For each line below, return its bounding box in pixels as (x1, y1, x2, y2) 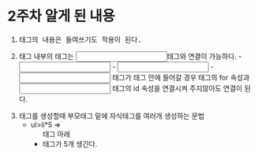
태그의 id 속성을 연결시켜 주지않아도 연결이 (112, 84, 243, 93)
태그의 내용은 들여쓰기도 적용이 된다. (18, 35, 143, 44)
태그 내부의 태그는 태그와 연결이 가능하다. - (18, 51, 242, 61)
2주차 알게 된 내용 (7, 7, 115, 25)
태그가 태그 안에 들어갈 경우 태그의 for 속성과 (112, 72, 250, 82)
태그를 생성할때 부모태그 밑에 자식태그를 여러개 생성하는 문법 (18, 111, 205, 121)
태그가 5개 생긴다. (42, 139, 98, 148)
